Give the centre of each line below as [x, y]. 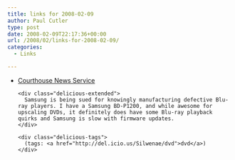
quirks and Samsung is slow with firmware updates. [96, 119]
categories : [25, 47]
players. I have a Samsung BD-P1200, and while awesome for [122, 106]
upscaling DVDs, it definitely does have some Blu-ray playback [115, 112]
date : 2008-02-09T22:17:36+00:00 [57, 34]
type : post [23, 27]
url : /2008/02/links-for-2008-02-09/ [63, 41]
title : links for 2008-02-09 [51, 14]
